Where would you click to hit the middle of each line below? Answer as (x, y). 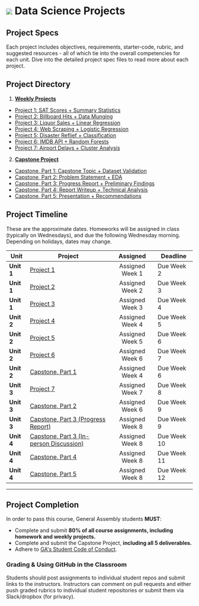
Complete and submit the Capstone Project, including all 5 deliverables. (103, 543)
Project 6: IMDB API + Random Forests (62, 141)
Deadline (174, 256)
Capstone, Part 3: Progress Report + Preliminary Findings (85, 183)
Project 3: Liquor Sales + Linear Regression (68, 123)
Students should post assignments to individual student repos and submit (96, 578)
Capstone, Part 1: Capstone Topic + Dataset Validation (81, 170)
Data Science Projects (70, 11)
